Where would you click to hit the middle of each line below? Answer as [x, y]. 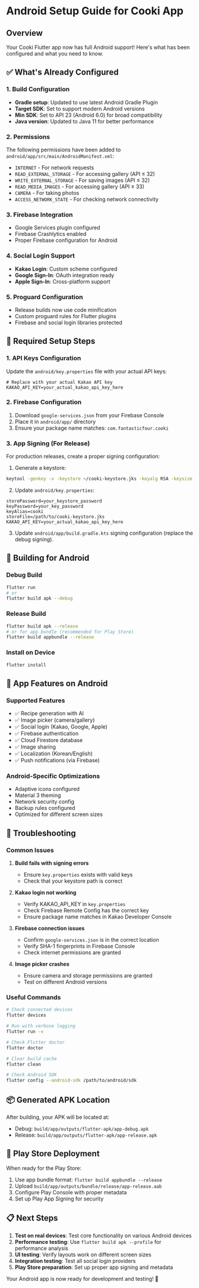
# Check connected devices [40, 1010]
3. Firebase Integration [40, 215]
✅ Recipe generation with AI [49, 713]
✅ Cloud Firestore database [49, 740]
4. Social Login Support [41, 256]
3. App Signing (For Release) [48, 443]
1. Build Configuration [38, 89]
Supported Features [36, 700]
